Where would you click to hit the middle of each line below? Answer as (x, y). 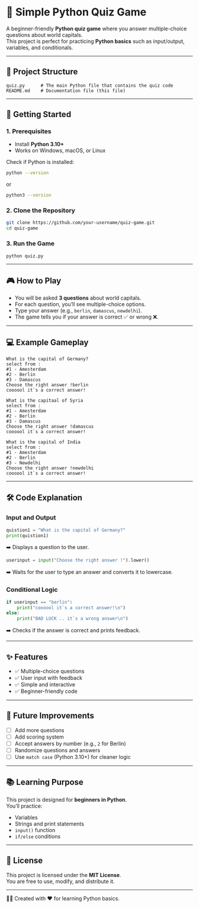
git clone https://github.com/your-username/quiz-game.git (81, 223)
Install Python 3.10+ (39, 144)
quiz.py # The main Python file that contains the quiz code (90, 86)
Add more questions (39, 730)
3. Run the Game (31, 244)
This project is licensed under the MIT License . (64, 875)
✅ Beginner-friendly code (46, 691)
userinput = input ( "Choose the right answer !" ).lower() (78, 560)
